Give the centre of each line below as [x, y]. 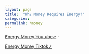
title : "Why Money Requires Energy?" [45, 14]
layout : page [18, 9]
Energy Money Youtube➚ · [32, 37]
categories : [17, 18]
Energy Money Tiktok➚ [29, 46]
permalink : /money [24, 23]
